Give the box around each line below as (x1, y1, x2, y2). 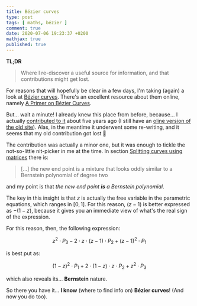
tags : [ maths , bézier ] (6, 19, 67, 25)
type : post (6, 14, 33, 20)
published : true (6, 42, 46, 48)
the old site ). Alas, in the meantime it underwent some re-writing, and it (6, 123, 179, 131)
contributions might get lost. (20, 75, 90, 83)
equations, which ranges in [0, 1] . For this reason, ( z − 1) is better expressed (6, 200, 190, 207)
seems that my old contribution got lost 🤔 (6, 129, 106, 136)
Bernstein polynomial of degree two (20, 171, 108, 178)
